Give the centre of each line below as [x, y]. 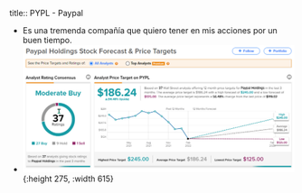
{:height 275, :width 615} [68, 179]
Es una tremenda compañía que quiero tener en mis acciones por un [150, 30]
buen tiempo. [47, 40]
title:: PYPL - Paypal [47, 13]
